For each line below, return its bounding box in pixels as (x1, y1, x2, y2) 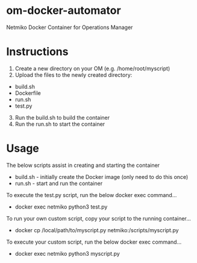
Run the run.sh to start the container (14, 120, 105, 128)
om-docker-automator (6, 4, 122, 18)
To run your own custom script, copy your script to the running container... (6, 215, 192, 222)
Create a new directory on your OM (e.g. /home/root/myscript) (14, 65, 170, 72)
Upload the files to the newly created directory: (14, 71, 133, 79)
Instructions (6, 45, 69, 59)
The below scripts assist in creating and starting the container (6, 161, 160, 169)
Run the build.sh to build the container (14, 114, 110, 121)
